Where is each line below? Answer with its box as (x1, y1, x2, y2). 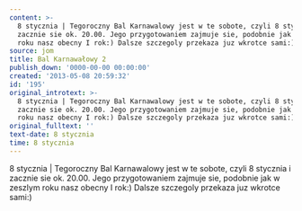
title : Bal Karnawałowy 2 (9, 55, 106, 64)
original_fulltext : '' (9, 122, 94, 131)
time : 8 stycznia (9, 138, 75, 147)
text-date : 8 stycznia (9, 130, 94, 139)
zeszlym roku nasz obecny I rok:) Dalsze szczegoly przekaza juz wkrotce (9, 181, 280, 193)
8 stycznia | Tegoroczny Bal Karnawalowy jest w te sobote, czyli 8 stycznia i (9, 163, 291, 173)
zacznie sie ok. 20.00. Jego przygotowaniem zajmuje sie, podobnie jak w (9, 172, 280, 183)
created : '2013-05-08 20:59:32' (9, 72, 130, 81)
